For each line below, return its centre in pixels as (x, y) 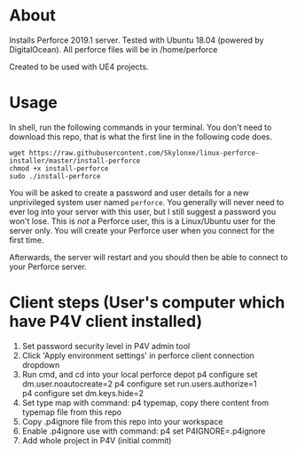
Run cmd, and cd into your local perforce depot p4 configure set (140, 374)
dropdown (41, 364)
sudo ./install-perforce (55, 176)
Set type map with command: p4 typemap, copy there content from (145, 402)
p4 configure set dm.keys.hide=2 (83, 393)
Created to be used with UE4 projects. (79, 67)
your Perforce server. (48, 267)
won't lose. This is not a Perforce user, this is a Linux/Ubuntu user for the (143, 221)
